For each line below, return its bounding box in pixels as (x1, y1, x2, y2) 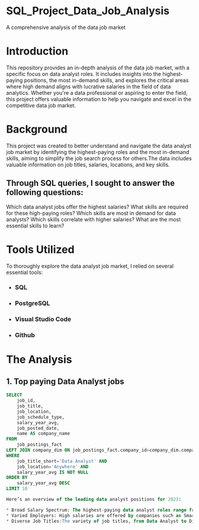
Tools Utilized (6, 243, 75, 256)
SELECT (6, 392, 23, 398)
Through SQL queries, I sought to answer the (6, 178, 175, 188)
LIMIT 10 (6, 486, 28, 492)
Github (14, 331, 36, 339)
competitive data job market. (6, 102, 76, 109)
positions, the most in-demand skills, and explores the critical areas (24, 76, 189, 83)
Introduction (6, 44, 69, 58)
